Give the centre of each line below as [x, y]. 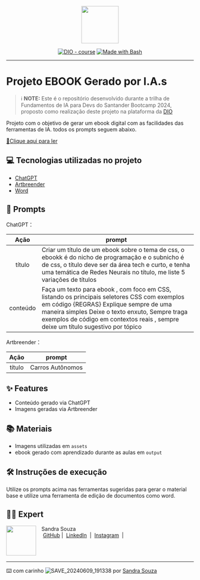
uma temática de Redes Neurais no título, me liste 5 [113, 272]
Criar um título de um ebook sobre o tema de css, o [113, 250]
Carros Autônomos [57, 367]
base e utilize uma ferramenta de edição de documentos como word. [91, 495]
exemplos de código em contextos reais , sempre [110, 319]
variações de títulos [69, 280]
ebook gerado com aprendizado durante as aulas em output [88, 452]
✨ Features [27, 388]
